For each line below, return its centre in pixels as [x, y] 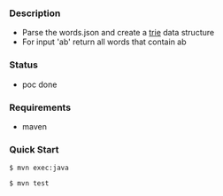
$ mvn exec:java [39, 168]
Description [35, 13]
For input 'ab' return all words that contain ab [104, 42]
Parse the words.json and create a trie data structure [118, 33]
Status [23, 65]
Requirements [40, 107]
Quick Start [34, 149]
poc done [39, 84]
